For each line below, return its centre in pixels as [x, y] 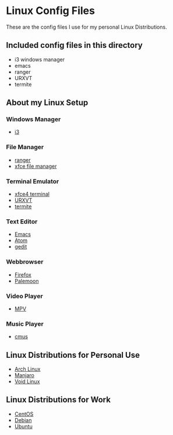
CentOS [24, 414]
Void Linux [27, 382]
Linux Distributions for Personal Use [73, 355]
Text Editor [22, 222]
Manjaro [24, 375]
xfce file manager [36, 166]
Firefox [23, 275]
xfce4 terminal [32, 194]
